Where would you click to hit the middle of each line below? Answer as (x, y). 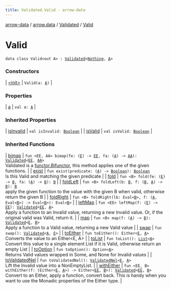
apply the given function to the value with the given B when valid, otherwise (85, 191)
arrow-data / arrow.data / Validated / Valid (49, 24)
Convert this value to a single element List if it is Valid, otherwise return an (83, 244)
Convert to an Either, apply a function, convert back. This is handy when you (86, 275)
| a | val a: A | (20, 107)
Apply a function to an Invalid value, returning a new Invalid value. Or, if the (84, 212)
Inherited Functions (30, 144)
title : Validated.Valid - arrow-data (45, 10)
